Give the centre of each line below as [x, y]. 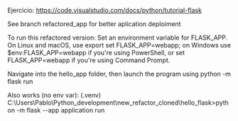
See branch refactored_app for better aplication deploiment [94, 24]
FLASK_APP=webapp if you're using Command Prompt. [89, 60]
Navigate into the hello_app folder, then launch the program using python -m [119, 74]
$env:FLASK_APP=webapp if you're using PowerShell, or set [96, 53]
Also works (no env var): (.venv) [54, 95]
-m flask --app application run [61, 110]
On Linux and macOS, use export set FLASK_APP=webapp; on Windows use [119, 45]
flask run [20, 81]
